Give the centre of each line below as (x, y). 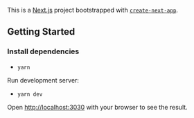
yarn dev (30, 94)
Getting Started (41, 32)
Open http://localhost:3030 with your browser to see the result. (98, 107)
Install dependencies (43, 51)
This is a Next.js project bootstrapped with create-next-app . (93, 10)
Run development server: (43, 80)
